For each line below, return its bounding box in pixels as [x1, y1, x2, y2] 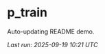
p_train [7, 5, 48, 21]
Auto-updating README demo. [7, 27, 95, 36]
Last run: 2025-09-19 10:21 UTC [7, 40, 98, 49]
